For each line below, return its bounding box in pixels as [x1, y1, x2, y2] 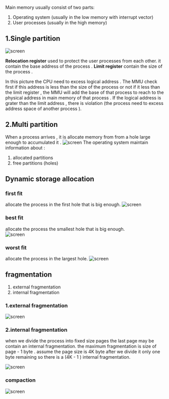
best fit [5, 214, 24, 221]
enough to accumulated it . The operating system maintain [5, 139, 149, 145]
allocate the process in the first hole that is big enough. [5, 201, 121, 208]
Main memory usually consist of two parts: [5, 5, 95, 10]
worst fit [5, 244, 27, 251]
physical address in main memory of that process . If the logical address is [5, 94, 161, 101]
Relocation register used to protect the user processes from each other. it [5, 58, 161, 64]
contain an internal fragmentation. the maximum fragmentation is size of [5, 343, 157, 350]
